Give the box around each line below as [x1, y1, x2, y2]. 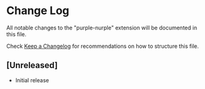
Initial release [15, 76, 49, 83]
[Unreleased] [6, 60, 58, 71]
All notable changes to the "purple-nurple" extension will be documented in [6, 24, 198, 31]
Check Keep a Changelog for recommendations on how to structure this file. [6, 42, 199, 50]
